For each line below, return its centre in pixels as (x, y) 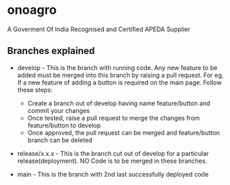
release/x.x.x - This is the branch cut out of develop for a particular (113, 153)
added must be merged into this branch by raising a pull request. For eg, (120, 75)
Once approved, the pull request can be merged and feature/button (124, 132)
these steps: (35, 89)
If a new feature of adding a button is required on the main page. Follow (119, 82)
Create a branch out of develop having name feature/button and (119, 103)
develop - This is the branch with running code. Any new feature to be (117, 67)
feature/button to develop (64, 125)
